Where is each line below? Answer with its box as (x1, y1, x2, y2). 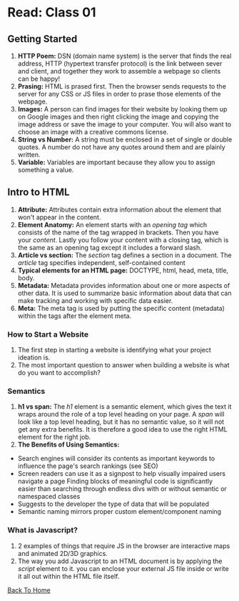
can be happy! (17, 74, 61, 83)
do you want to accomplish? (17, 369, 101, 377)
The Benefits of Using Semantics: (17, 440, 120, 449)
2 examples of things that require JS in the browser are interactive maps (17, 541, 230, 550)
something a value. (17, 166, 74, 174)
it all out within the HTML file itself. (17, 572, 120, 580)
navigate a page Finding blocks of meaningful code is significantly (17, 477, 213, 486)
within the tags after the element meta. (17, 312, 132, 320)
